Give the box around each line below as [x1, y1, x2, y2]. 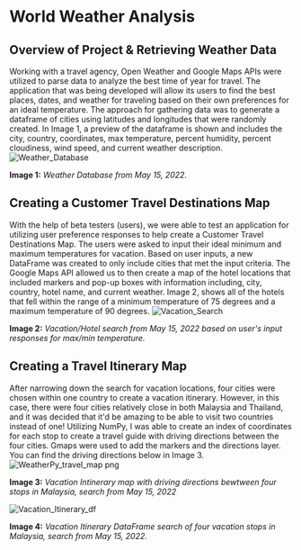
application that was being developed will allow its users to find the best [9, 86, 276, 95]
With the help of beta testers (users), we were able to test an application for [9, 219, 289, 230]
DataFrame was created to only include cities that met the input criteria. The [9, 257, 291, 268]
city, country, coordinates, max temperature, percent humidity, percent [9, 133, 271, 143]
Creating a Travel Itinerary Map [9, 358, 187, 374]
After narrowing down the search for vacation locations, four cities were [9, 383, 276, 393]
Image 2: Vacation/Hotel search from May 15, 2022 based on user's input [9, 322, 283, 334]
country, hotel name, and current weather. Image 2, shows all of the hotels [9, 286, 285, 297]
